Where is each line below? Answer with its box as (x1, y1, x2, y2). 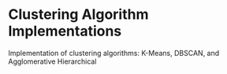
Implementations (8, 22, 122, 40)
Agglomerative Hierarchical (8, 57, 97, 66)
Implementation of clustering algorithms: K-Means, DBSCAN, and (8, 48, 220, 57)
